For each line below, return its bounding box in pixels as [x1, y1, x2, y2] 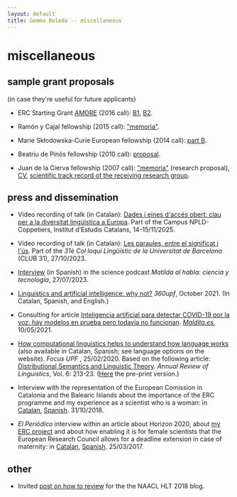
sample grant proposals [7, 76, 115, 88]
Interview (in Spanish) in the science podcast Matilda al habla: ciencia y [17, 268, 229, 277]
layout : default [7, 10, 55, 18]
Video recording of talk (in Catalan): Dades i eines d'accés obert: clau [17, 210, 221, 219]
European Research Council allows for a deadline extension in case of [17, 435, 222, 444]
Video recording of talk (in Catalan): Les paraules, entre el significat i [17, 239, 219, 248]
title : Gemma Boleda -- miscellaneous [7, 17, 122, 24]
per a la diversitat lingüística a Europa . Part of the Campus [17, 218, 188, 226]
